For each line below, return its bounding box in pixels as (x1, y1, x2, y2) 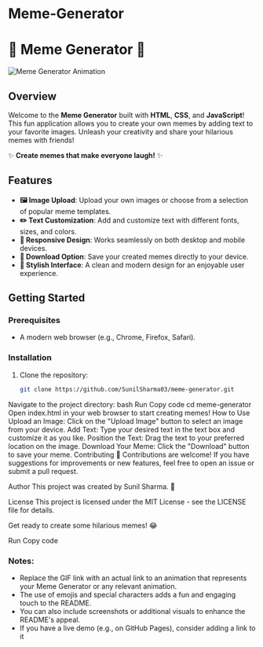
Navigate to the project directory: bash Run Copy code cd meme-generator (8, 399, 252, 409)
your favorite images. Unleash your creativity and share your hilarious (8, 127, 234, 136)
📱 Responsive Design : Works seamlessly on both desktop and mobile (19, 235, 246, 244)
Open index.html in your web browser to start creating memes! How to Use (8, 408, 250, 417)
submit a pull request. (8, 466, 79, 476)
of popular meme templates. (19, 206, 111, 216)
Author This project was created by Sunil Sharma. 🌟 (8, 481, 175, 491)
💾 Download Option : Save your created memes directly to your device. (19, 252, 249, 261)
